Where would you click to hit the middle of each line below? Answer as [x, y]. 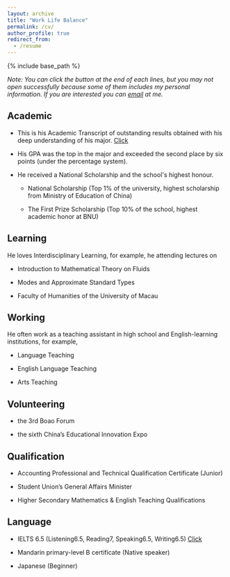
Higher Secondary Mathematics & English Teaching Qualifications [111, 500]
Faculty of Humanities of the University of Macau [88, 295]
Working [26, 318]
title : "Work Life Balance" [48, 20]
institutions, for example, [43, 341]
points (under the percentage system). [72, 161]
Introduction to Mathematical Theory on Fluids [84, 268]
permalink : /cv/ [31, 26]
